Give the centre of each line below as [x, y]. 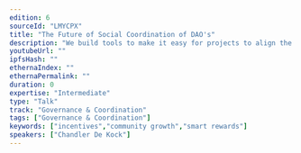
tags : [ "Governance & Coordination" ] [80, 118]
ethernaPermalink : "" [50, 76]
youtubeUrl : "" [38, 51]
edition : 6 [30, 18]
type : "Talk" [34, 101]
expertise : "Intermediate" [60, 93]
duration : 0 [32, 85]
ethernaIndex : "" [42, 68]
